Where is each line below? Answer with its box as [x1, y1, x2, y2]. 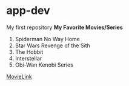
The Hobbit [15, 48, 44, 55]
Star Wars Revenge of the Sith [15, 42, 91, 49]
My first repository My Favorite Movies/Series [6, 24, 123, 31]
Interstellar [15, 55, 42, 62]
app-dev [6, 4, 50, 18]
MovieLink [6, 73, 32, 80]
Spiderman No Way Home [15, 35, 80, 42]
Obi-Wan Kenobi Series [15, 61, 74, 68]
